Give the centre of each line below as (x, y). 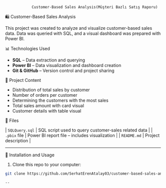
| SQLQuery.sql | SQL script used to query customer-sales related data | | (79, 130)
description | (18, 141)
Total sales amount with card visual (48, 106)
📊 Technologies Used (28, 49)
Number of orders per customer (45, 95)
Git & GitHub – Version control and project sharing (63, 70)
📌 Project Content (23, 80)
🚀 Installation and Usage (30, 155)
